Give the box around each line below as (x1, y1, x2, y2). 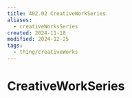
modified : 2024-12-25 (7, 36, 69, 43)
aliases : (7, 17, 32, 23)
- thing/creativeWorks (13, 49, 78, 56)
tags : (7, 42, 23, 49)
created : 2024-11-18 (7, 29, 67, 37)
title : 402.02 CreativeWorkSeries (7, 10, 107, 17)
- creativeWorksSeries (13, 23, 78, 30)
